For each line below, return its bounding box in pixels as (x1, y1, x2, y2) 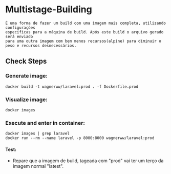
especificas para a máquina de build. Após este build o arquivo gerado (5, 29, 164, 34)
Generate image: (5, 72, 48, 80)
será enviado (5, 34, 33, 39)
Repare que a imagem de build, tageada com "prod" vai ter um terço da (12, 158, 164, 164)
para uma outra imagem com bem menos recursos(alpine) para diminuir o (5, 38, 161, 44)
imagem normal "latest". (12, 163, 64, 169)
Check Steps (5, 57, 47, 66)
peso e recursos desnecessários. (5, 43, 77, 48)
